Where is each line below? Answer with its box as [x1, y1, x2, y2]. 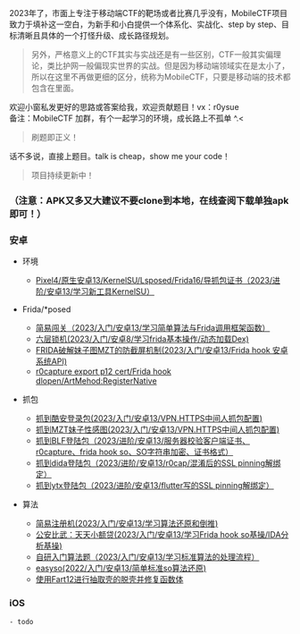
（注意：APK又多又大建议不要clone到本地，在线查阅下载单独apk [9, 194, 289, 207]
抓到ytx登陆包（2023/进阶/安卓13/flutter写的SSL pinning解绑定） [35, 480, 274, 491]
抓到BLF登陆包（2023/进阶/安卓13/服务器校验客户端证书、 [35, 435, 250, 446]
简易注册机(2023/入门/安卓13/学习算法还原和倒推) [35, 518, 219, 529]
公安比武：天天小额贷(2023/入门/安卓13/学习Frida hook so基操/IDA [35, 529, 281, 540]
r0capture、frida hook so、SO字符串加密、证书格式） [35, 446, 234, 458]
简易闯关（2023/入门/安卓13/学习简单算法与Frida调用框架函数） [35, 323, 271, 334]
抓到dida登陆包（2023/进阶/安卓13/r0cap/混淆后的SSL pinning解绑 [35, 458, 281, 469]
